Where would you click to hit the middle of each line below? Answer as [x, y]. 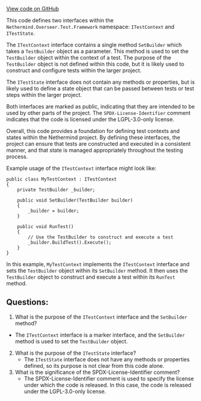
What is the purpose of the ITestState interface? [76, 353]
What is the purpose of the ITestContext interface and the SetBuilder [101, 317]
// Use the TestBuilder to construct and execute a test [100, 237]
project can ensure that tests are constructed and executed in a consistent [98, 144]
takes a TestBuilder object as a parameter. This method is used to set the [97, 51]
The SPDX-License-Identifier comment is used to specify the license [109, 378]
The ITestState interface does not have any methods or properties [107, 359]
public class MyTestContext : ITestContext [62, 179]
